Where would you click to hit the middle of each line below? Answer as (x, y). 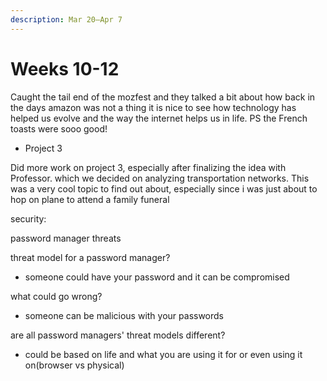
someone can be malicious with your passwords (124, 315)
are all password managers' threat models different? (118, 335)
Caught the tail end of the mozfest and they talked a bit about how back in (163, 97)
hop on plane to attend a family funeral (90, 199)
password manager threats (66, 238)
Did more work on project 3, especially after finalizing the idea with (148, 167)
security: (28, 218)
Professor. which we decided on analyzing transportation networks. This (160, 178)
